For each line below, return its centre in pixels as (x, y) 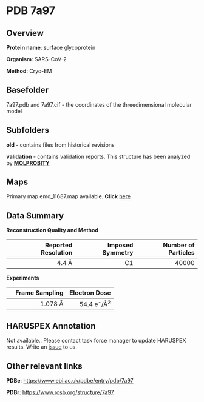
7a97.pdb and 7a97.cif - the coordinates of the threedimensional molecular (99, 104)
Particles (182, 253)
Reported (59, 245)
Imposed (120, 245)
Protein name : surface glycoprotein (51, 47)
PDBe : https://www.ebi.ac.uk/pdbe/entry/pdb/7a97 (70, 381)
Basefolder (28, 90)
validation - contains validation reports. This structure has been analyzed (98, 156)
